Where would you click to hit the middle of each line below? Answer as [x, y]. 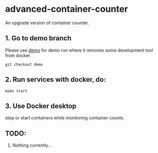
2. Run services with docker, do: [56, 80]
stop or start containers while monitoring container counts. [65, 118]
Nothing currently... [32, 145]
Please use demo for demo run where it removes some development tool [79, 50]
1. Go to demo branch [38, 38]
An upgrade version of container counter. [47, 23]
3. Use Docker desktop [41, 106]
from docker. [18, 55]
